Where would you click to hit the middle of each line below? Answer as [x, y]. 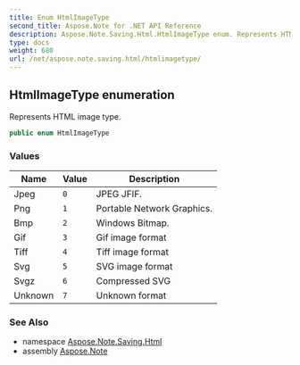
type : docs [29, 42]
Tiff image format [133, 252]
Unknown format [131, 295]
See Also [29, 322]
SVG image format [134, 266]
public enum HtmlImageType [59, 133]
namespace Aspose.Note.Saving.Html [92, 342]
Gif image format [131, 237]
